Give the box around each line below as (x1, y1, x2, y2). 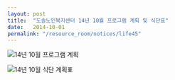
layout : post (7, 10, 46, 18)
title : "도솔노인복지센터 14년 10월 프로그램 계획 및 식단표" (7, 17, 169, 24)
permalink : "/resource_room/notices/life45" (7, 30, 142, 38)
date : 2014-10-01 (7, 23, 65, 30)
